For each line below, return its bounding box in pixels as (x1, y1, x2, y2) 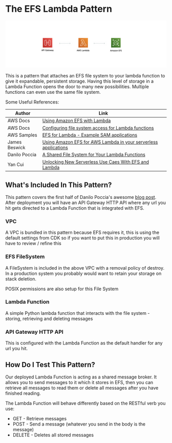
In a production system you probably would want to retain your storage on (5, 270, 162, 276)
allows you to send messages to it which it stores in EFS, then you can (5, 379, 154, 385)
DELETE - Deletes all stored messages (12, 432, 94, 438)
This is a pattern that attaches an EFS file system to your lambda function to (5, 72, 165, 78)
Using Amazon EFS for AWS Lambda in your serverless (42, 139, 158, 145)
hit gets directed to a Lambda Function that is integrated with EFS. (5, 205, 144, 211)
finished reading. (5, 390, 41, 396)
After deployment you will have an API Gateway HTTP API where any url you (5, 199, 166, 206)
